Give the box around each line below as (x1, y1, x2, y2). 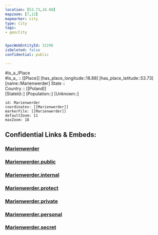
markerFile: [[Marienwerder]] (5, 109, 67, 114)
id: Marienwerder (5, 100, 40, 105)
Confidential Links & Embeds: (5, 131, 97, 139)
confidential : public (5, 52, 49, 57)
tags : (5, 25, 16, 30)
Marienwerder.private (5, 198, 58, 205)
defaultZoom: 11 (5, 113, 38, 118)
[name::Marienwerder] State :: (5, 80, 66, 86)
